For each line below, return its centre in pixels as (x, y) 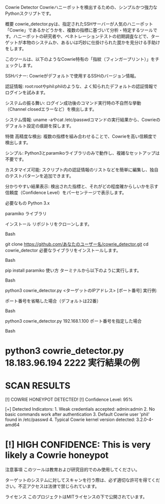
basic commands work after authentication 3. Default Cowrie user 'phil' (77, 415)
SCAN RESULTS (38, 386)
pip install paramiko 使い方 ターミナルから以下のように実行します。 (73, 270)
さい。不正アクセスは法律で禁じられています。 (52, 486)
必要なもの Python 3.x (28, 203)
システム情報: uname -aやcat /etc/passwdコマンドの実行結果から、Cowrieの (83, 120)
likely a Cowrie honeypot (57, 455)
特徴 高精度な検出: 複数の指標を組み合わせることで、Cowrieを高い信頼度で (81, 136)
